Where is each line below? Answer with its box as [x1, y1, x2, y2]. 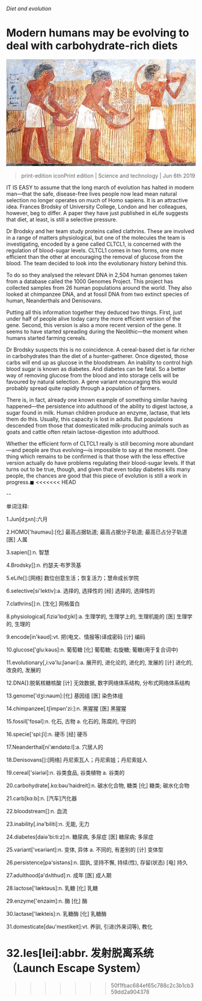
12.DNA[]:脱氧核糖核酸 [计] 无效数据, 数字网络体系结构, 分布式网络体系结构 [6, 679, 191, 686]
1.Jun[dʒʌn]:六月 [6, 516, 48, 523]
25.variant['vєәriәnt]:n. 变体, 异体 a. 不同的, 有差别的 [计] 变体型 [6, 846, 164, 854]
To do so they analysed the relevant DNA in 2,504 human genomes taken [6, 272, 188, 279]
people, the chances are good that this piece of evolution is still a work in [6, 472, 188, 479]
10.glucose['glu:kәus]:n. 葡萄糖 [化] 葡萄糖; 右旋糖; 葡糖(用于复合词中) [6, 646, 179, 653]
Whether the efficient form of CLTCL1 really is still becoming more [6, 440, 170, 447]
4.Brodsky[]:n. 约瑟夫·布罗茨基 [6, 561, 82, 569]
